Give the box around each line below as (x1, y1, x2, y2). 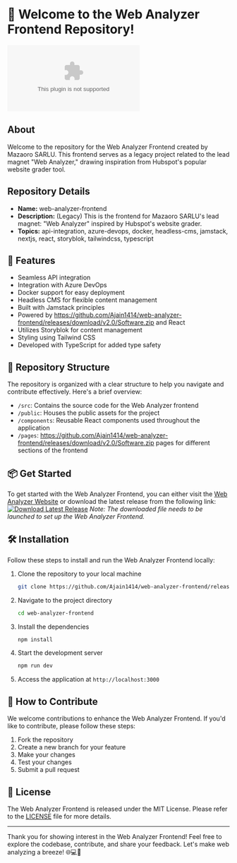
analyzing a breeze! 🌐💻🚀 (7, 847, 82, 856)
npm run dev (17, 663, 53, 670)
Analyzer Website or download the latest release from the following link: (7, 497, 217, 505)
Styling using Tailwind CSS (17, 333, 96, 342)
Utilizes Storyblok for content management (17, 326, 142, 334)
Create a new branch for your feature (17, 743, 126, 752)
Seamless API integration (17, 273, 91, 282)
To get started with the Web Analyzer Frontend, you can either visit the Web (7, 490, 228, 498)
